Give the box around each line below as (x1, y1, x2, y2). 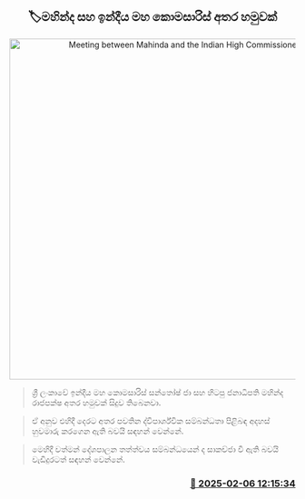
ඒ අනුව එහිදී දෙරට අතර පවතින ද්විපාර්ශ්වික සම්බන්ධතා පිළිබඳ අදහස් (31, 414, 271, 426)
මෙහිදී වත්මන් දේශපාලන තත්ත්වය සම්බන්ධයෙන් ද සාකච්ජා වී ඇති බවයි (31, 444, 280, 454)
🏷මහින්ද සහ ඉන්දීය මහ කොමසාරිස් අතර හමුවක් (27, 9, 278, 25)
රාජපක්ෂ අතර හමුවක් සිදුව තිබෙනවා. (31, 396, 162, 408)
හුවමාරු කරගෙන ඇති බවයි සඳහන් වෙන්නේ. (31, 425, 184, 436)
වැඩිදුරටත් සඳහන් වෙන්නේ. (31, 454, 125, 464)
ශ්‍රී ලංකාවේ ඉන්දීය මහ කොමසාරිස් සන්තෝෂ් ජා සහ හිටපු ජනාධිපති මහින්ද (31, 386, 284, 397)
